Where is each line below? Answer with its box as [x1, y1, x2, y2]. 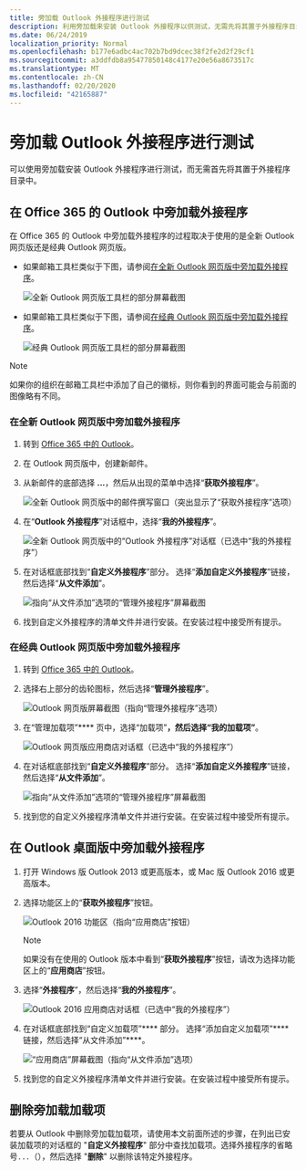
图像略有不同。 [9, 391, 66, 402]
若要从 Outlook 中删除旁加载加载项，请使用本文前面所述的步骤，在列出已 [9, 1128, 283, 1139]
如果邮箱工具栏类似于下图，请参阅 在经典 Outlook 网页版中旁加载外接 [22, 311, 280, 322]
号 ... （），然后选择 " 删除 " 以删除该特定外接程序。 [9, 1151, 198, 1162]
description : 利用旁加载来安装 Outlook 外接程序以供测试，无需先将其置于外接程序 [9, 22, 290, 31]
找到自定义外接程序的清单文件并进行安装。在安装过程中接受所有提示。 [22, 616, 287, 627]
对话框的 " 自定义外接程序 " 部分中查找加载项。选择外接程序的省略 [48, 1140, 293, 1151]
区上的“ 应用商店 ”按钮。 [22, 965, 111, 976]
